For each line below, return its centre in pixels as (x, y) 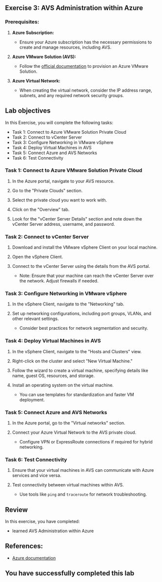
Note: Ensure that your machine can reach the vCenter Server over (87, 276)
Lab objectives (28, 111)
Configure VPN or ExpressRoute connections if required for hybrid (86, 442)
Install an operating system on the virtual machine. (63, 385)
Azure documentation (34, 558)
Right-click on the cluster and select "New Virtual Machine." (72, 361)
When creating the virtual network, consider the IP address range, (86, 90)
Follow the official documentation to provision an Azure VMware (84, 66)
